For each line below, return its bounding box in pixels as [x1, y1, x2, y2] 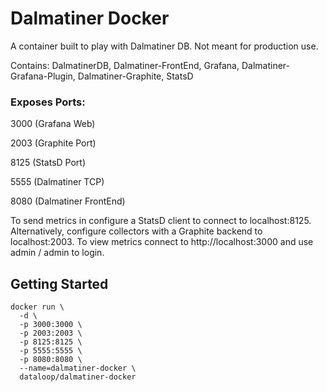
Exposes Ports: [10, 95, 86, 109]
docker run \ [10, 302, 65, 312]
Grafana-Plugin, [10, 70, 76, 82]
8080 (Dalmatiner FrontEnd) [10, 195, 126, 207]
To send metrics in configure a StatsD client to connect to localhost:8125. [10, 215, 312, 227]
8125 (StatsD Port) [10, 157, 87, 169]
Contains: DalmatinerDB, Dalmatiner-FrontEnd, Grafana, [10, 59, 240, 71]
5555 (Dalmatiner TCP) [10, 176, 105, 188]
